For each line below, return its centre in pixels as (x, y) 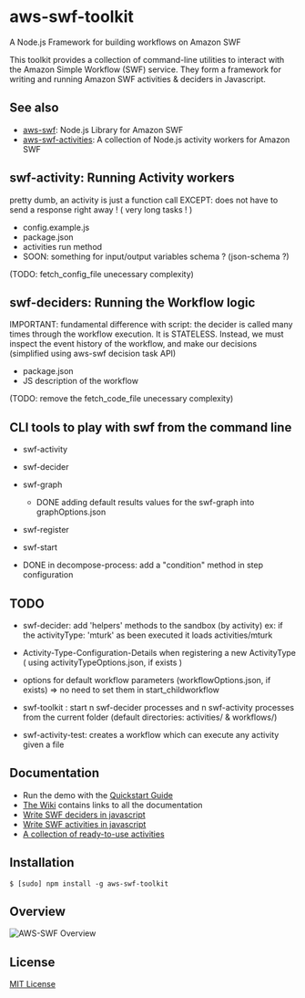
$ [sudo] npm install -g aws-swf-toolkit (89, 884)
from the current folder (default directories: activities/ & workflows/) (150, 717)
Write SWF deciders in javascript (84, 815)
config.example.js (56, 227)
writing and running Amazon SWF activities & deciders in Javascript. (138, 78)
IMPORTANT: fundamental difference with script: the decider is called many (151, 325)
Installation (42, 863)
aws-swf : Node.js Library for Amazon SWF (103, 130)
